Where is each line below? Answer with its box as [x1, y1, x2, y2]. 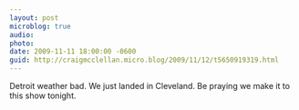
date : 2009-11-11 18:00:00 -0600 [9, 47, 137, 56]
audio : [9, 30, 35, 39]
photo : [9, 38, 35, 48]
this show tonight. [9, 90, 77, 101]
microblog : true [9, 22, 71, 31]
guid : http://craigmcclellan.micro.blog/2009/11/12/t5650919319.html [9, 55, 280, 65]
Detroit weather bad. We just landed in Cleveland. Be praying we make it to [9, 81, 290, 91]
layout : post [9, 13, 59, 23]
